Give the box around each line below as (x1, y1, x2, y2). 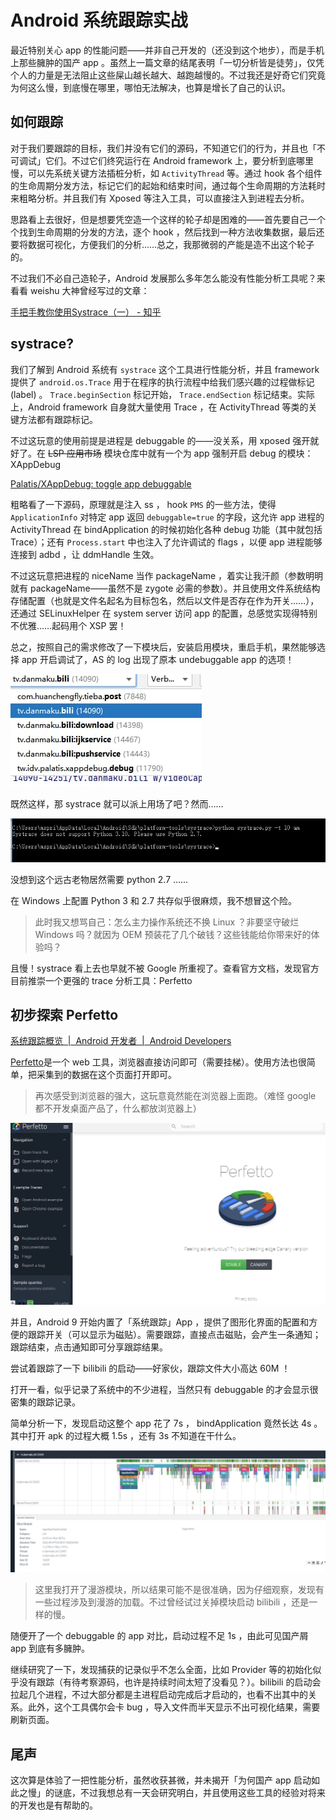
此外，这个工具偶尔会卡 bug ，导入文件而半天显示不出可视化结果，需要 (27, 1701, 321, 1713)
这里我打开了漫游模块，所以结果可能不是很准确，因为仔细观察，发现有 (34, 1584, 325, 1596)
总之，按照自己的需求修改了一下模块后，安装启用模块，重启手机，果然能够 (10, 641, 317, 653)
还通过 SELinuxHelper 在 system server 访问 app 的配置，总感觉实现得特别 (10, 607, 318, 619)
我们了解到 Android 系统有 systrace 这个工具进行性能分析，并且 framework (10, 363, 320, 375)
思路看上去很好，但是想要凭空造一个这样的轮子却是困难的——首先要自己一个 (10, 213, 326, 225)
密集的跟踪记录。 (10, 1396, 81, 1408)
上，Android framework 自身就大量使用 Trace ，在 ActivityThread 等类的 (10, 401, 309, 413)
